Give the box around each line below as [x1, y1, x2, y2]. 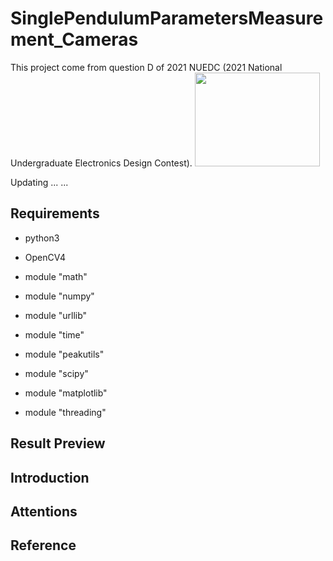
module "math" [24, 270, 88, 282]
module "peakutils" [24, 348, 105, 360]
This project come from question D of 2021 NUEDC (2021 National [10, 61, 283, 73]
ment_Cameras [10, 28, 139, 51]
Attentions [10, 503, 78, 520]
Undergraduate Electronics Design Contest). [10, 157, 193, 169]
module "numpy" [24, 290, 95, 302]
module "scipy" [24, 367, 89, 379]
